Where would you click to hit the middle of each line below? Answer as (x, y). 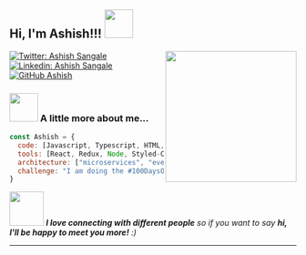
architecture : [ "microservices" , (81, 162)
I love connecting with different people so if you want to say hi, (166, 223)
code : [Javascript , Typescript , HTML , (92, 145)
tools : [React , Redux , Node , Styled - (89, 154)
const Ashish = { (42, 138)
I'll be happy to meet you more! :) (73, 232)
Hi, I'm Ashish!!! (56, 34)
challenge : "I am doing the (71, 171)
